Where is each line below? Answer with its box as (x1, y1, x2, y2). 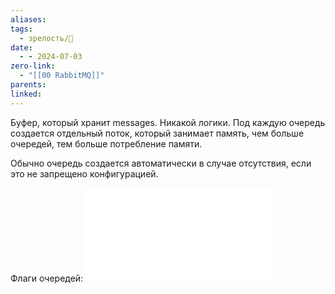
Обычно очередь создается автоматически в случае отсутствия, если (10, 157, 312, 169)
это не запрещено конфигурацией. (10, 167, 159, 180)
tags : (10, 24, 33, 34)
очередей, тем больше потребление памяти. (10, 137, 203, 150)
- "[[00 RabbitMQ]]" (19, 71, 105, 81)
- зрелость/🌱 (19, 33, 74, 43)
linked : (10, 89, 43, 99)
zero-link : (10, 61, 56, 71)
